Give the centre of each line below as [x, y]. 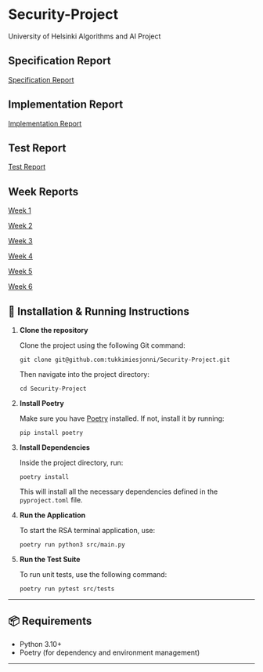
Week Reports [43, 191]
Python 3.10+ [41, 644]
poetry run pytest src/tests [67, 589]
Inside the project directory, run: [71, 462]
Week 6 [20, 287]
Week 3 [20, 241]
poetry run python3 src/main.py [72, 545]
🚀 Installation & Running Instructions [99, 311]
